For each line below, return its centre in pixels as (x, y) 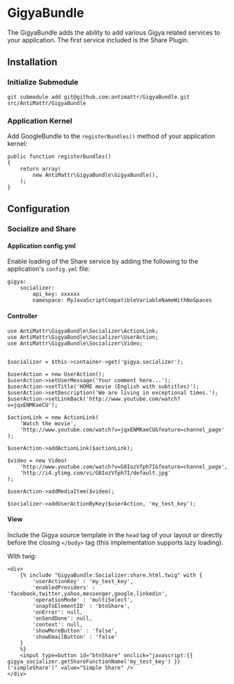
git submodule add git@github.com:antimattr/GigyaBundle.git (99, 97)
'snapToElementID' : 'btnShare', (82, 606)
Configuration (39, 209)
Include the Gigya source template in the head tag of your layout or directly (115, 535)
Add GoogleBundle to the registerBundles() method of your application (111, 136)
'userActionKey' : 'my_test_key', (83, 581)
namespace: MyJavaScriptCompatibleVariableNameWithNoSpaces (122, 300)
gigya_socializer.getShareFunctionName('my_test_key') (89, 661)
